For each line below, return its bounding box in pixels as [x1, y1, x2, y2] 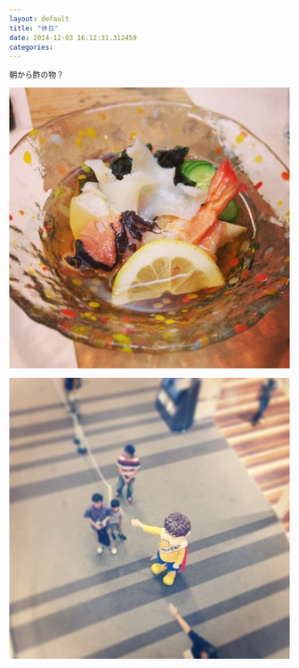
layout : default [9, 14, 69, 23]
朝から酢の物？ [9, 70, 64, 80]
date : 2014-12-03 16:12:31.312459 [9, 33, 138, 42]
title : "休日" [9, 23, 60, 33]
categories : [9, 43, 53, 52]
